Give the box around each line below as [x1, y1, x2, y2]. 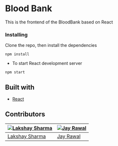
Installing [5, 31, 28, 38]
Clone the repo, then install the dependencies [5, 42, 97, 48]
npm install [5, 52, 29, 57]
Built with [5, 83, 35, 91]
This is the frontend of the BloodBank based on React [5, 19, 114, 25]
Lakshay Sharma [7, 133, 46, 140]
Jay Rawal [57, 133, 81, 140]
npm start [5, 70, 25, 75]
